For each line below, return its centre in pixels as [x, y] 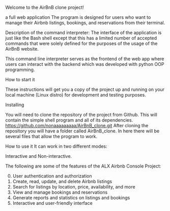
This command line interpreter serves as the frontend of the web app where [85, 59]
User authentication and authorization [52, 176]
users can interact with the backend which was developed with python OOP [85, 64]
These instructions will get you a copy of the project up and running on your [85, 89]
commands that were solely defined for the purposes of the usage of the [81, 43]
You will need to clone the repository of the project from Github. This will [81, 115]
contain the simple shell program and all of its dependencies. [69, 120]
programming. [20, 69]
